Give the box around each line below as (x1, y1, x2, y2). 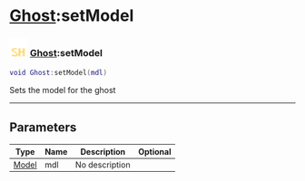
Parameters (9, 119, 77, 135)
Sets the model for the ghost (9, 85, 116, 96)
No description (75, 159, 131, 170)
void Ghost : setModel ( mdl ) (9, 69, 107, 78)
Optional (137, 146, 172, 157)
